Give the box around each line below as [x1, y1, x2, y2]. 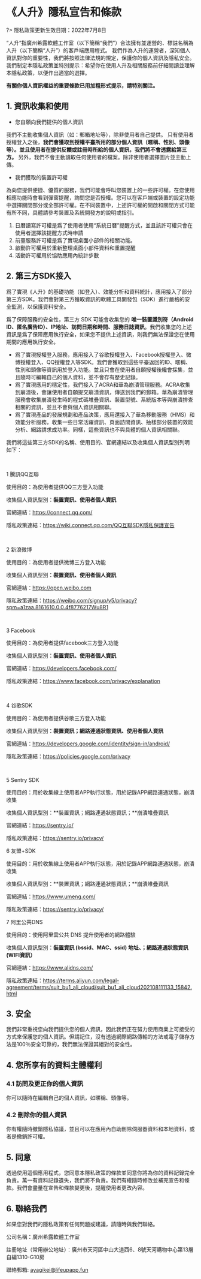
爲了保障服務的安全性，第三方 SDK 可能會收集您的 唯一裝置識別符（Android [6, 315, 194, 323]
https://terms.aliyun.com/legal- [42, 977, 120, 984]
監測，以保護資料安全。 [11, 303, 69, 310]
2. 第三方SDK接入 [6, 271, 72, 281]
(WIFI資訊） [6, 951, 36, 958]
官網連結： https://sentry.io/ [6, 821, 74, 829]
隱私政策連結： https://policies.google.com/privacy [6, 753, 131, 760]
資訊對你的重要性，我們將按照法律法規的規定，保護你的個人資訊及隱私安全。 [6, 54, 195, 61]
